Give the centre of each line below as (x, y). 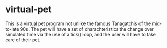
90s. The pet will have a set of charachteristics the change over (87, 29)
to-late (12, 29)
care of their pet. (23, 40)
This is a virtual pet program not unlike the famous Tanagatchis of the (78, 23)
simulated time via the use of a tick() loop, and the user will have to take (81, 34)
